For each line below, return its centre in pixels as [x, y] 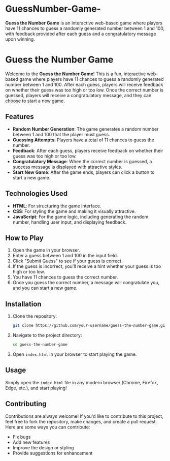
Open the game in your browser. [46, 250]
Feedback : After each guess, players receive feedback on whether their [88, 150]
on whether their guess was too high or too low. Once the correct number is [84, 90]
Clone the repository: [35, 316]
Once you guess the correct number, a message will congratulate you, [86, 283]
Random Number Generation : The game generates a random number [86, 129]
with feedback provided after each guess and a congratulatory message [81, 34]
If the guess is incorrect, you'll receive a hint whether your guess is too [87, 266]
